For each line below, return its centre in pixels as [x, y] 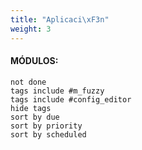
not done [28, 82]
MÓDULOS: [34, 61]
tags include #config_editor [71, 99]
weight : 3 [31, 29]
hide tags [31, 108]
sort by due [35, 117]
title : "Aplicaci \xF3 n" [60, 19]
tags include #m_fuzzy [57, 91]
